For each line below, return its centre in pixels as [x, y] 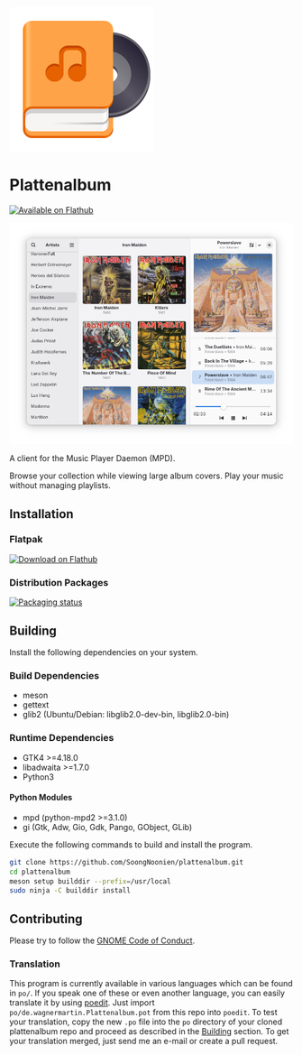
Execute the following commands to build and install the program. [131, 844]
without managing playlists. [60, 486]
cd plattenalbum [40, 872]
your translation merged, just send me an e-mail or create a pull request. [144, 1041]
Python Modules [41, 798]
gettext [36, 705]
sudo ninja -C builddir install [70, 891]
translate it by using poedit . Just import [82, 1003]
